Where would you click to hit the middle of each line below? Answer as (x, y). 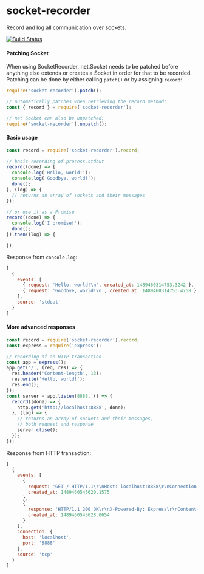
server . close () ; (38, 430)
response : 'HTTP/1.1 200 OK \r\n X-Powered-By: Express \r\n (103, 509)
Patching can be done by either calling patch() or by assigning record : (94, 80)
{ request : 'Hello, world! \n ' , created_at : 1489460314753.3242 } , (108, 285)
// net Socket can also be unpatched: (55, 118)
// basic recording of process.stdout (55, 162)
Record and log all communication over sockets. (66, 27)
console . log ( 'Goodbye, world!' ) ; (54, 179)
